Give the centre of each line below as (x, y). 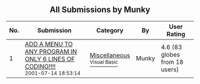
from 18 (172, 62)
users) (170, 69)
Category (110, 30)
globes (170, 54)
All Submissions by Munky (100, 10)
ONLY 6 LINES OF (50, 59)
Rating (176, 34)
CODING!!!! (40, 66)
